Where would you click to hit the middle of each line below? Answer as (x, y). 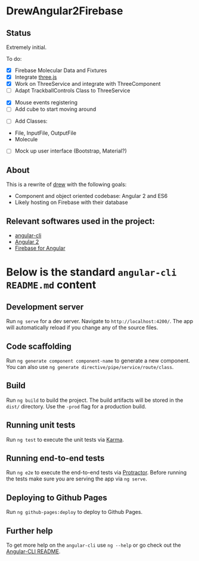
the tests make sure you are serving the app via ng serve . (77, 479)
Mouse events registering (46, 103)
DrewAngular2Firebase (65, 11)
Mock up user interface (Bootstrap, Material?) (71, 151)
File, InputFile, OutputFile (45, 133)
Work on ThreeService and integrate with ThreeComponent (88, 84)
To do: (14, 59)
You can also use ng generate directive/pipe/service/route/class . (90, 367)
